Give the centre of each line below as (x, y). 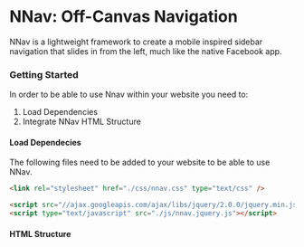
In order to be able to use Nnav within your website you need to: (129, 95)
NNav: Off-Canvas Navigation (123, 17)
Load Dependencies (60, 112)
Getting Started (44, 74)
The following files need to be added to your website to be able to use (140, 162)
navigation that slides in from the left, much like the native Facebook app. (146, 51)
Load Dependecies (45, 142)
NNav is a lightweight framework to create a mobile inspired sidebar (136, 42)
